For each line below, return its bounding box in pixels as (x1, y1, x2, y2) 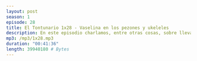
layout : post (6, 8, 38, 15)
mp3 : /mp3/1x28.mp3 (6, 35, 54, 41)
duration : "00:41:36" (6, 41, 59, 47)
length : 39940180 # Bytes (6, 46, 69, 52)
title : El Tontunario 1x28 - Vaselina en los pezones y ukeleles (6, 24, 169, 31)
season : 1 (6, 14, 30, 20)
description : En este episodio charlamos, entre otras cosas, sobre (6, 30, 177, 36)
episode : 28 (6, 19, 35, 25)
